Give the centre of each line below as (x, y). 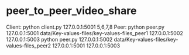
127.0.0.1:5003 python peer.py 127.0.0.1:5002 (59, 39)
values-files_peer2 (29, 46)
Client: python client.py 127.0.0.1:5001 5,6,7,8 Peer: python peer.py (85, 27)
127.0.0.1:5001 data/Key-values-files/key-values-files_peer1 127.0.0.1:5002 (94, 33)
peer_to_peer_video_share (71, 11)
